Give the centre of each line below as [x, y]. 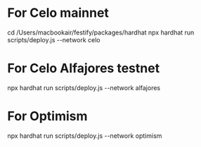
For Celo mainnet [58, 13]
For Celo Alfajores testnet [84, 69]
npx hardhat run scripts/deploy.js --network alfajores [84, 88]
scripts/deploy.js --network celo [54, 39]
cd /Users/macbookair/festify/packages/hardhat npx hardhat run [101, 32]
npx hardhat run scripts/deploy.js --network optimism [85, 136]
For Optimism [47, 116]
